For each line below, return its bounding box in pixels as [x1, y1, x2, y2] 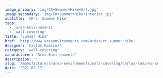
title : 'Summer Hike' [5, 34, 49, 39]
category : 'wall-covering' [5, 47, 60, 52]
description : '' [5, 57, 38, 62]
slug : [5, 61, 16, 66]
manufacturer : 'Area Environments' [5, 52, 77, 57]
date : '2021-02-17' [5, 66, 45, 71]
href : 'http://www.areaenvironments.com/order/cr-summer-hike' [5, 39, 136, 44]
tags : [5, 20, 16, 26]
